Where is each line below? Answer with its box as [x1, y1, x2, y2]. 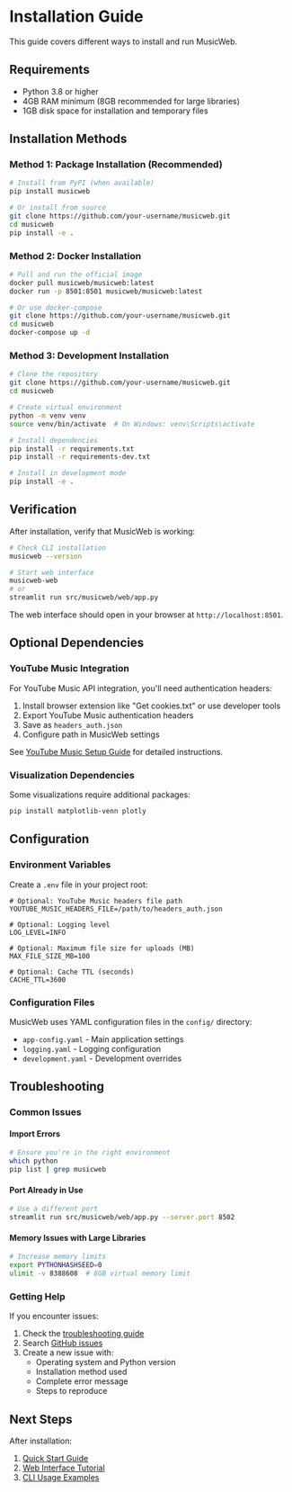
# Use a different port [9, 1204, 99, 1214]
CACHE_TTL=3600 [9, 975, 66, 984]
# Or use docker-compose [9, 303, 102, 312]
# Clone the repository [9, 370, 99, 379]
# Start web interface [9, 568, 94, 577]
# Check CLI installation [9, 543, 106, 553]
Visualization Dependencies [9, 768, 135, 781]
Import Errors [9, 1128, 61, 1139]
